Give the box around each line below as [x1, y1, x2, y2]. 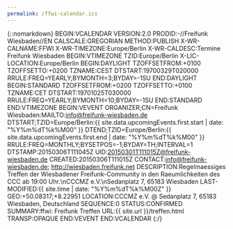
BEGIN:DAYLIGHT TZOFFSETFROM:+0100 [80, 58, 202, 67]
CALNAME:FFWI [7, 44, 54, 52]
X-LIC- [179, 52, 200, 60]
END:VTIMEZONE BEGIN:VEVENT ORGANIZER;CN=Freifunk [7, 103, 179, 111]
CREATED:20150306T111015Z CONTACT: [49, 155, 166, 164]
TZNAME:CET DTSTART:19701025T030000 [7, 88, 131, 97]
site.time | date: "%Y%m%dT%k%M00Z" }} [45, 184, 172, 193]
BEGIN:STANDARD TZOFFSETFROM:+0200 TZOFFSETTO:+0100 [7, 81, 193, 89]
